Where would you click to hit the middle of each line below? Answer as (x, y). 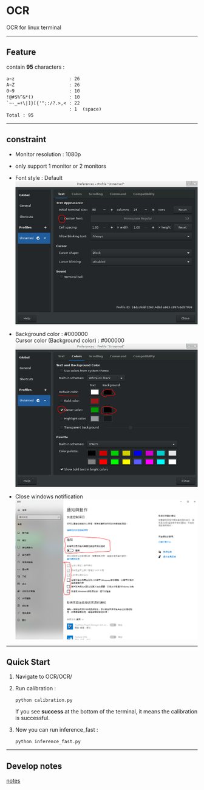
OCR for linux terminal (34, 27)
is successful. (32, 718)
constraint (26, 139)
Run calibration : (36, 689)
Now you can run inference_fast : (56, 730)
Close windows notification (49, 496)
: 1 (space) (85, 109)
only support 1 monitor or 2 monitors (60, 166)
